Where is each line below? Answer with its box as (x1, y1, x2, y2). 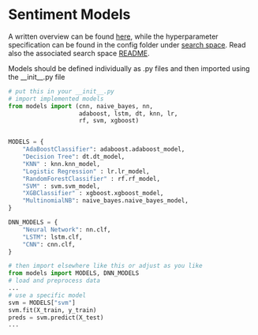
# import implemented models (8, 95, 104, 103)
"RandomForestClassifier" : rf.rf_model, (22, 175, 160, 183)
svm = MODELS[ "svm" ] (8, 299, 77, 307)
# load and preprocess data (8, 277, 101, 285)
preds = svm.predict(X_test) (8, 314, 104, 322)
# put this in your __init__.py (8, 87, 114, 96)
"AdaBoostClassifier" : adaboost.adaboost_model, (22, 145, 185, 153)
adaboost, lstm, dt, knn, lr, (78, 109, 178, 118)
